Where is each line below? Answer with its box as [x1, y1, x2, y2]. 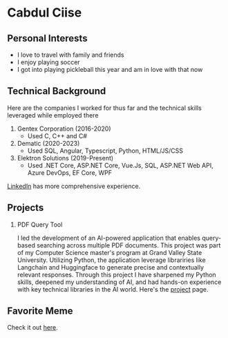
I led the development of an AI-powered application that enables [17, 234, 200, 242]
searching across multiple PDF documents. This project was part [37, 241, 221, 250]
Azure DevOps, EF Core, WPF [27, 168, 113, 177]
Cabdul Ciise [7, 5, 82, 21]
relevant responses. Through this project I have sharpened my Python [17, 270, 216, 279]
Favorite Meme [7, 306, 73, 317]
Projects [7, 202, 44, 214]
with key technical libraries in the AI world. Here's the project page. [17, 285, 209, 293]
